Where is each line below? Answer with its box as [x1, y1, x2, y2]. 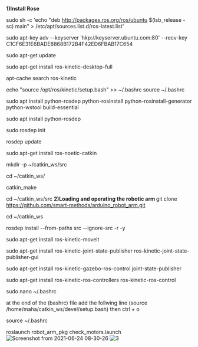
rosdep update [6, 138, 42, 145]
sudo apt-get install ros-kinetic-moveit [6, 236, 100, 243]
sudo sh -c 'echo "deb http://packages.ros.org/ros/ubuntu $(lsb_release [6, 17, 181, 23]
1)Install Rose [6, 5, 39, 12]
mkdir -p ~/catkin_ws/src [6, 161, 67, 168]
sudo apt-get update [6, 52, 56, 58]
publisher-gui [6, 254, 39, 260]
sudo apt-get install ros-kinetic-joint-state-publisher [6, 247, 133, 254]
